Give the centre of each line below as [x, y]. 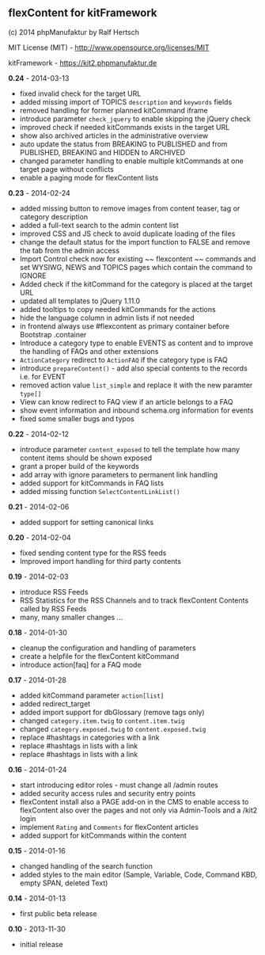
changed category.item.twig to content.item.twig [102, 721]
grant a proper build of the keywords [79, 466]
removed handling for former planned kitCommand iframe [114, 110]
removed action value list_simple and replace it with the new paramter [136, 385]
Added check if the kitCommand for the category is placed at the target [136, 283]
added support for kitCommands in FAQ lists [92, 483]
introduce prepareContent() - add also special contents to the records [133, 368]
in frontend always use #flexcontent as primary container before [124, 326]
